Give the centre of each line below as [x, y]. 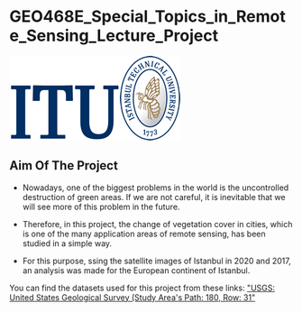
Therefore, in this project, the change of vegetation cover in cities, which [157, 224]
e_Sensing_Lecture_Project [114, 36]
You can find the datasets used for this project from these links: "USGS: [142, 288]
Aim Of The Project [64, 165]
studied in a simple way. [67, 243]
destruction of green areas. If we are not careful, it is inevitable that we [154, 197]
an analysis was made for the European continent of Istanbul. [136, 270]
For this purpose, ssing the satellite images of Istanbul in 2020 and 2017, [156, 261]
